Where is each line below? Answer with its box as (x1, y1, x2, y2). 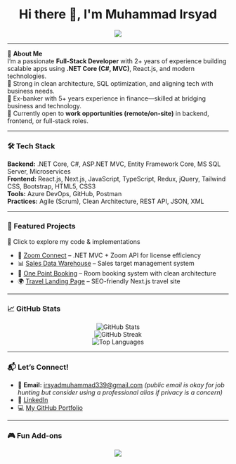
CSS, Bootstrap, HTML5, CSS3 (7, 182, 96, 191)
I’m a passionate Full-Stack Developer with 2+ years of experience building (7, 56, 227, 65)
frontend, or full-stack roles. (7, 116, 89, 125)
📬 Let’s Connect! (7, 362, 69, 372)
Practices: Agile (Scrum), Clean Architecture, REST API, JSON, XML (7, 197, 204, 206)
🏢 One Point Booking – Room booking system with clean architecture (17, 269, 216, 277)
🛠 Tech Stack (7, 141, 55, 150)
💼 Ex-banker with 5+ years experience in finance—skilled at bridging (7, 94, 206, 103)
